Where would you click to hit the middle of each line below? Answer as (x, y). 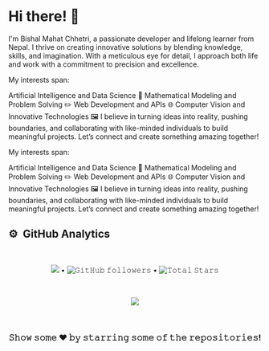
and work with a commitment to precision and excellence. (104, 64)
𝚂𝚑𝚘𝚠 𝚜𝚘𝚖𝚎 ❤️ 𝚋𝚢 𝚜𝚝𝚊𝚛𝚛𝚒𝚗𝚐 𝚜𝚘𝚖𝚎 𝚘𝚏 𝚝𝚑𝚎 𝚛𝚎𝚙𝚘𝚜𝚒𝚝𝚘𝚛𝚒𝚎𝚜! (135, 337)
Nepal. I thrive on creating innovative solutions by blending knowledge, (126, 47)
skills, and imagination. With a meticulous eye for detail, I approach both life (133, 55)
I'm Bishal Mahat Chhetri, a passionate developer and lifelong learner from (131, 39)
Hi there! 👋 (44, 16)
